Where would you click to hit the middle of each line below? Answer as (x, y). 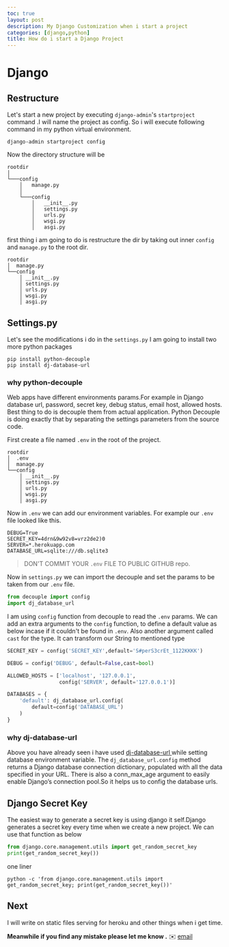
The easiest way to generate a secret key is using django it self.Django (107, 819)
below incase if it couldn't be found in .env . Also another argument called (110, 631)
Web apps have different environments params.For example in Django (105, 397)
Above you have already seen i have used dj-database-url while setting (107, 753)
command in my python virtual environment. (69, 129)
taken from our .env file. (41, 585)
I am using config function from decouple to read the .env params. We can (112, 616)
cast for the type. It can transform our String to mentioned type (96, 638)
